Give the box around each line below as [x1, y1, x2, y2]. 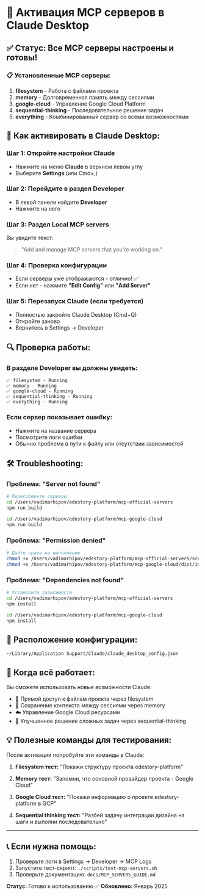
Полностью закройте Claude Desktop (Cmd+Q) [15, 311, 137, 318]
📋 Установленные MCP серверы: [6, 71, 111, 79]
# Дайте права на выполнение [6, 550, 81, 556]
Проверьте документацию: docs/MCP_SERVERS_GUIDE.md [15, 870, 156, 878]
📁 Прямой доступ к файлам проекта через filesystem [15, 695, 154, 703]
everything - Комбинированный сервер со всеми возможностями [15, 113, 189, 120]
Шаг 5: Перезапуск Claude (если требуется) [6, 297, 144, 306]
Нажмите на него [15, 204, 61, 212]
